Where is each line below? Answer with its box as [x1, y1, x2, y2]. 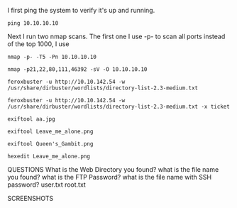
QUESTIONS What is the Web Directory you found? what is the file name [7, 165, 219, 173]
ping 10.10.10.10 [7, 20, 59, 27]
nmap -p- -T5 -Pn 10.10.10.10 [7, 53, 97, 60]
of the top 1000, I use [7, 40, 70, 48]
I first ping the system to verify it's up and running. [7, 6, 155, 14]
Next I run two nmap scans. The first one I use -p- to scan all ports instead [7, 32, 226, 40]
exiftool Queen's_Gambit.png [7, 141, 94, 148]
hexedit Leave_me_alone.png [7, 153, 91, 160]
